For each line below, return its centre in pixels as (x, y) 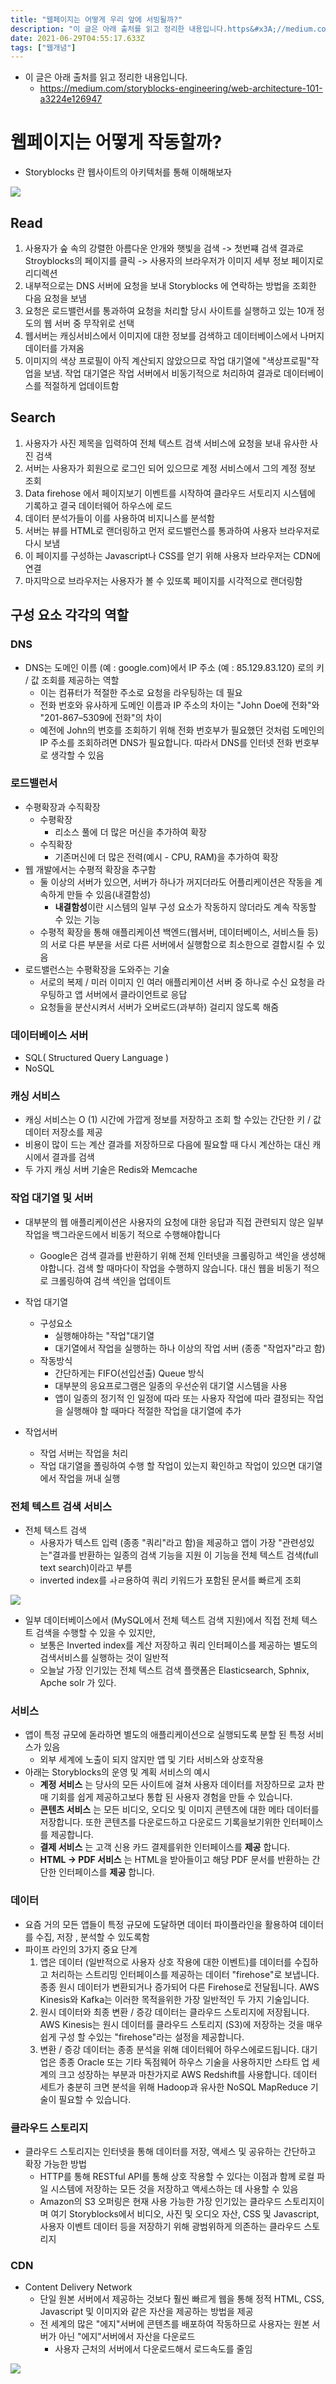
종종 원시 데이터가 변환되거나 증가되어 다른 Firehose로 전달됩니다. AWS (179, 1987)
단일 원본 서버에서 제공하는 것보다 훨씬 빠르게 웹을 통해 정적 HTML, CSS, (182, 2299)
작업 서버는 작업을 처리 (84, 1453)
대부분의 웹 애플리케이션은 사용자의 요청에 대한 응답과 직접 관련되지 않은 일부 (174, 1222)
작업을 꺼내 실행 (89, 1478)
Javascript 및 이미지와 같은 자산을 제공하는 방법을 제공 (146, 2312)
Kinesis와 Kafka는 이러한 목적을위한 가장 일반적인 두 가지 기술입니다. (174, 1999)
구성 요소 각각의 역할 (69, 615)
